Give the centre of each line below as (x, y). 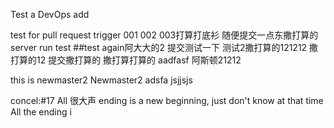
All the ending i (41, 112)
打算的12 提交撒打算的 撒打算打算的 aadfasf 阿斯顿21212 (126, 60)
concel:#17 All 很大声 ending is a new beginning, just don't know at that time (167, 100)
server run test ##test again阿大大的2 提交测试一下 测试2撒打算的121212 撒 (164, 47)
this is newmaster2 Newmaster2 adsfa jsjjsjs (101, 80)
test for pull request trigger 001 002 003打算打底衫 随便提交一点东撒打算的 (164, 35)
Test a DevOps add (50, 14)
